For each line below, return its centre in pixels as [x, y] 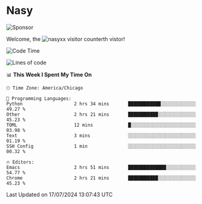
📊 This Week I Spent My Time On [49, 74]
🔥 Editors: [20, 162]
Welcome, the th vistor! [66, 39]
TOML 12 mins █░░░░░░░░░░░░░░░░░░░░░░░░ [101, 125]
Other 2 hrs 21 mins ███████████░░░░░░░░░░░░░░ [101, 114]
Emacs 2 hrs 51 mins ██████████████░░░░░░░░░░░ [101, 167]
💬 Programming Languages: [39, 98]
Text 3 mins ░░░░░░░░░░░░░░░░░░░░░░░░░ [101, 136]
